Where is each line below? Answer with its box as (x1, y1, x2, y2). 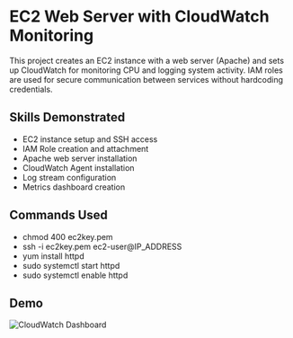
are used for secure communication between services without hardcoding (9, 74, 284, 84)
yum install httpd (22, 250, 85, 262)
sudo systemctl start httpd (22, 260, 120, 271)
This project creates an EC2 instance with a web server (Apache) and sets (9, 55, 285, 66)
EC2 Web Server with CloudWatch (9, 6, 270, 27)
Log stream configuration (22, 172, 117, 182)
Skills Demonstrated (9, 110, 126, 125)
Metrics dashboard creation (22, 182, 126, 192)
